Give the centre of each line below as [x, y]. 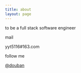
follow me [15, 56]
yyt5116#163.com [22, 46]
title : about [18, 9]
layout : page [18, 14]
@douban [15, 65]
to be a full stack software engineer [40, 28]
